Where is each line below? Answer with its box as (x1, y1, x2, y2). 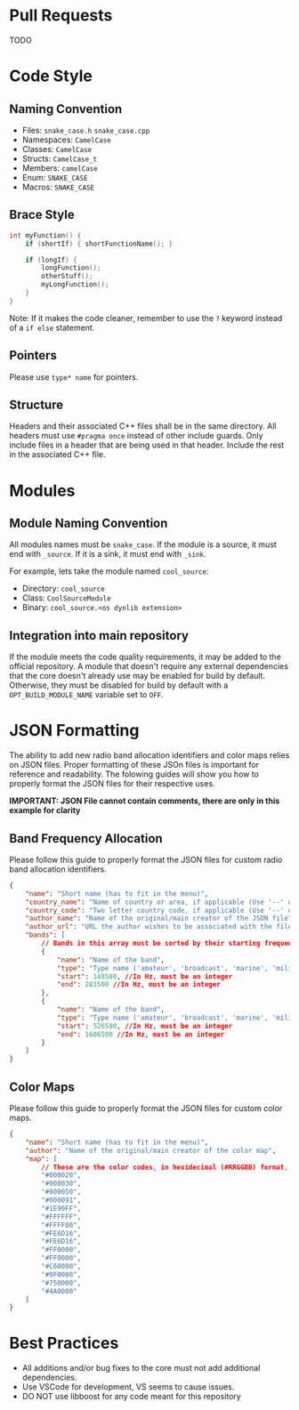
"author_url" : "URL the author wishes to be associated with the (25, 923, 273, 931)
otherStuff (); (41, 272, 93, 281)
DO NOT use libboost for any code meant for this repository (21, 1391, 242, 1402)
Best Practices (9, 1333, 119, 1353)
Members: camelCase (21, 162, 98, 173)
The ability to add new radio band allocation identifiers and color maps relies (9, 750, 290, 761)
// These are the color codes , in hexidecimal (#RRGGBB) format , (41, 1163, 289, 1172)
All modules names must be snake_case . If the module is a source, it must (9, 539, 278, 550)
